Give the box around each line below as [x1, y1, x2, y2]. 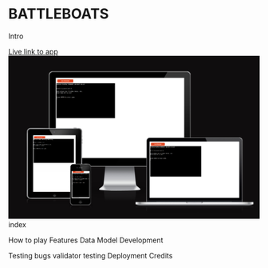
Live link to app [8, 46, 58, 56]
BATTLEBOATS [8, 5, 109, 23]
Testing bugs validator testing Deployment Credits [8, 251, 173, 261]
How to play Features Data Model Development [8, 235, 164, 245]
